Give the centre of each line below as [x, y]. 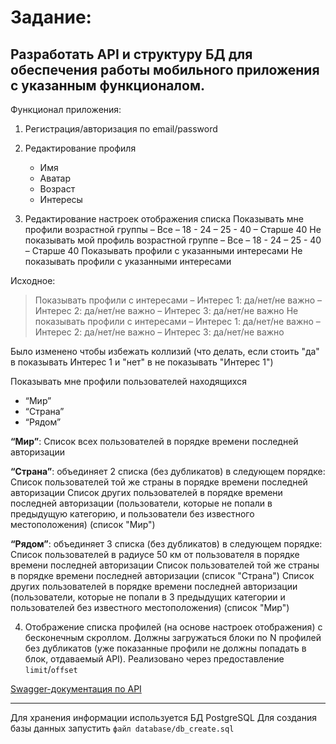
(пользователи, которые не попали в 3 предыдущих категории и [148, 597]
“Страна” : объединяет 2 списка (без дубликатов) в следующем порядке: [168, 471]
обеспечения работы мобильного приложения [165, 69]
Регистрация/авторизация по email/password [121, 129]
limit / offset [51, 669]
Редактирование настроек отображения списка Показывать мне [164, 219]
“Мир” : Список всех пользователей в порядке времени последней [154, 441]
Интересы [61, 199]
